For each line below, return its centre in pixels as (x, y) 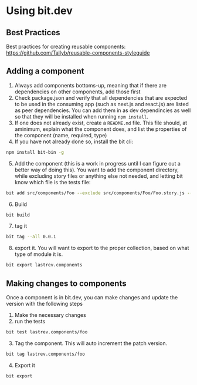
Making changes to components (66, 283)
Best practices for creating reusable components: (66, 46)
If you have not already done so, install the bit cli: (74, 141)
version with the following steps (45, 304)
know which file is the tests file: (52, 182)
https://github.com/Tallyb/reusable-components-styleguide (78, 53)
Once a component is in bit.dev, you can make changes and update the (92, 297)
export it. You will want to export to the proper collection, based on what (102, 248)
